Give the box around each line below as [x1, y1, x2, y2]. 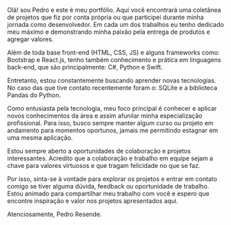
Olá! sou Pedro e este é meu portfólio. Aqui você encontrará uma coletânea [7, 6, 221, 14]
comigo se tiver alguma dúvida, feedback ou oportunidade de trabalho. [7, 182, 210, 190]
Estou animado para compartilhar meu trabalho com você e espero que [7, 189, 210, 197]
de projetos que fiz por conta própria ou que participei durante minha [7, 13, 204, 21]
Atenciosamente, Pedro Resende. [7, 210, 102, 218]
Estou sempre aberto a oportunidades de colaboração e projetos [7, 147, 191, 155]
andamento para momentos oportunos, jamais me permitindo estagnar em [7, 127, 219, 134]
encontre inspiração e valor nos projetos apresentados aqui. [7, 197, 179, 205]
